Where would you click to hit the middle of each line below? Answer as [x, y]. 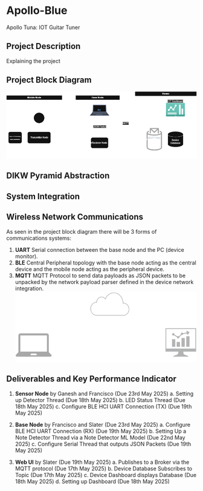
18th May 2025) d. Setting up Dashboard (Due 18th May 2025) [92, 481]
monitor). [26, 256]
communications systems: [39, 238]
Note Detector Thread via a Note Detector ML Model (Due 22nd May [100, 437]
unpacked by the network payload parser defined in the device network [104, 282]
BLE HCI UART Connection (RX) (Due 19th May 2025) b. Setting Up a [101, 431]
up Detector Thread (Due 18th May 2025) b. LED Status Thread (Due [100, 400]
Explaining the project [33, 61]
